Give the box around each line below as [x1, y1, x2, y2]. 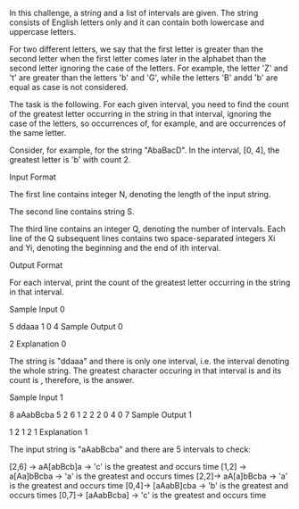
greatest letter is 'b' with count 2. [9, 154, 131, 164]
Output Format [9, 260, 63, 271]
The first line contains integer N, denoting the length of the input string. [9, 189, 271, 199]
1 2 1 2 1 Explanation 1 [9, 427, 88, 437]
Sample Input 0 [9, 304, 65, 314]
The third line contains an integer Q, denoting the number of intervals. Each [9, 223, 286, 234]
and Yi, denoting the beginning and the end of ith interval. [9, 243, 221, 253]
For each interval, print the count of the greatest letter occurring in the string [9, 277, 291, 288]
